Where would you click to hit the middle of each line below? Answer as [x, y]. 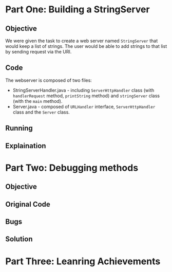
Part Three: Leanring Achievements [83, 261]
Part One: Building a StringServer [78, 10]
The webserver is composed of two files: [49, 80]
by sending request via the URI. [39, 52]
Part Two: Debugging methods [72, 168]
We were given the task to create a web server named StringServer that [82, 41]
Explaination [26, 146]
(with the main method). [37, 101]
